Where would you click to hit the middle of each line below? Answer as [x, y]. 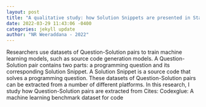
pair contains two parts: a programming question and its [99, 65]
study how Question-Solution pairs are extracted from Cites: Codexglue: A [100, 91]
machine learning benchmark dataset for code [65, 98]
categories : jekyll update [41, 29]
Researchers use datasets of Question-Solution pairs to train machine [94, 52]
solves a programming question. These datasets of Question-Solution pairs [101, 78]
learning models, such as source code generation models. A [82, 59]
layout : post [23, 12]
